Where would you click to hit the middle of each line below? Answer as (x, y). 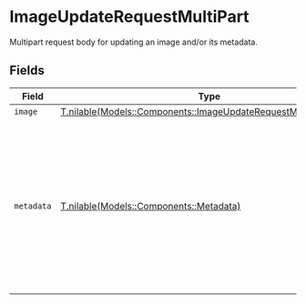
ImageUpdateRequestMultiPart (129, 17)
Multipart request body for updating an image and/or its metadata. (133, 42)
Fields (27, 71)
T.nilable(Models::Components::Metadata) (151, 206)
